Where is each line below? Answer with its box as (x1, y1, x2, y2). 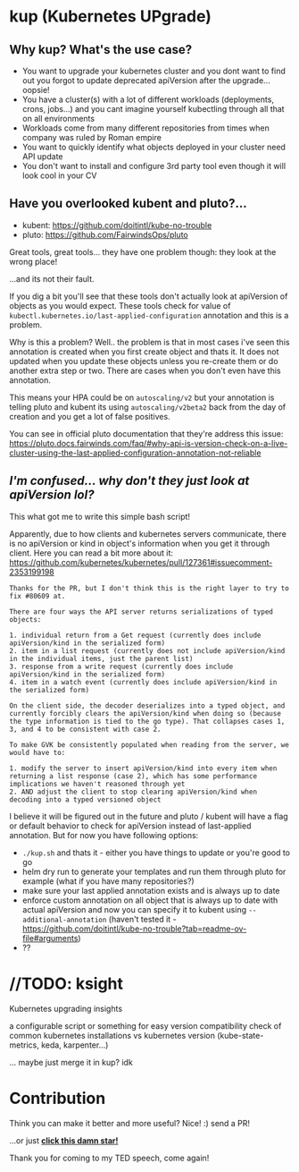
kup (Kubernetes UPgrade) (9, 6, 212, 27)
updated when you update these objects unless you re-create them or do (9, 355, 278, 366)
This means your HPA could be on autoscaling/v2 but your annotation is (9, 392, 275, 403)
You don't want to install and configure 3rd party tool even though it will (21, 161, 287, 171)
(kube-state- (217, 1030, 264, 1040)
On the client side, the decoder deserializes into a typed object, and (9, 701, 286, 710)
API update (21, 151, 63, 162)
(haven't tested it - (108, 913, 177, 924)
